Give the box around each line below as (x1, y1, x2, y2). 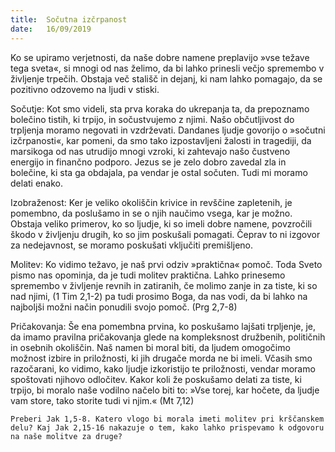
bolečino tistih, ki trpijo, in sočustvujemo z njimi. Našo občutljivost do (10, 113, 295, 125)
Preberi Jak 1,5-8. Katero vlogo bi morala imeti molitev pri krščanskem (10, 414, 325, 424)
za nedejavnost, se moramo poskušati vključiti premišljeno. (10, 239, 254, 251)
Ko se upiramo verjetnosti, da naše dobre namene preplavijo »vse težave (10, 51, 310, 63)
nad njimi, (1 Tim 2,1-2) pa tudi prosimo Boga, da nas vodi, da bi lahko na (10, 290, 308, 302)
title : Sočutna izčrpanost (10, 14, 128, 25)
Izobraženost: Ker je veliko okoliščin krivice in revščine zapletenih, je (10, 196, 293, 208)
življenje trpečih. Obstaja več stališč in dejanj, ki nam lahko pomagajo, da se (10, 72, 323, 85)
